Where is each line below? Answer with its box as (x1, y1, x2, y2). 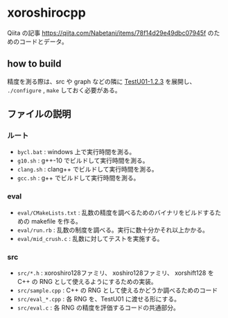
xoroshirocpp (7, 5, 87, 21)
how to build (7, 58, 62, 70)
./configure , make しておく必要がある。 (7, 85, 121, 94)
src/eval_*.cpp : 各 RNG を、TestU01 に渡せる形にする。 (17, 295, 180, 303)
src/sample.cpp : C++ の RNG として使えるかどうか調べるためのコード (17, 286, 218, 294)
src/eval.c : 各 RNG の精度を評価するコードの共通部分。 (17, 303, 180, 312)
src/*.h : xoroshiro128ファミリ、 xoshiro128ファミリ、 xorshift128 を (17, 269, 214, 277)
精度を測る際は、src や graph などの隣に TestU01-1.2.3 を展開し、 (7, 77, 196, 85)
